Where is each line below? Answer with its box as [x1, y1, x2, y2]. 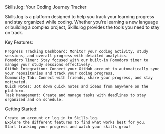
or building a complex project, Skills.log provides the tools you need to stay [5, 24, 160, 30]
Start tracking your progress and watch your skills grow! [5, 124, 131, 129]
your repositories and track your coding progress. [5, 71, 115, 76]
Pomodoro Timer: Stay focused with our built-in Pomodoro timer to [5, 58, 149, 63]
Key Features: [5, 39, 33, 45]
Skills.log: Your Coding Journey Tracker [5, 4, 87, 10]
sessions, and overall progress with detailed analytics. [5, 53, 128, 58]
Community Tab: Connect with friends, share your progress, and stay [5, 75, 153, 80]
